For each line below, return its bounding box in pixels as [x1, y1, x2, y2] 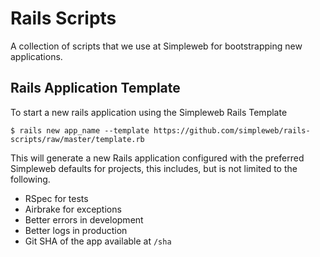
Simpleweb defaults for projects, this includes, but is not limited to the [10, 162, 298, 174]
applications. [10, 50, 63, 62]
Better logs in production [24, 224, 128, 236]
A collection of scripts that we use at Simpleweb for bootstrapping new [10, 40, 303, 52]
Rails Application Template [10, 80, 181, 97]
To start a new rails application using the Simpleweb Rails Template [10, 106, 288, 118]
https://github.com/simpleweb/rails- [153, 125, 311, 136]
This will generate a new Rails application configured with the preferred [10, 152, 305, 164]
